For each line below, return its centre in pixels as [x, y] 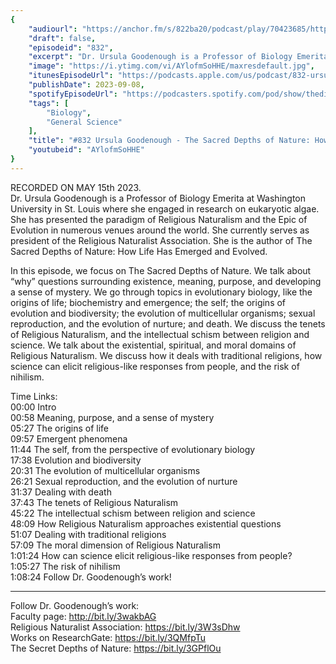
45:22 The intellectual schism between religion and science [133, 513]
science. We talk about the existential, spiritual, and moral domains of [153, 345]
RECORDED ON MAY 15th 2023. [76, 187]
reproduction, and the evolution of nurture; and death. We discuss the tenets [168, 323]
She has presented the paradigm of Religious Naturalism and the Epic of [159, 219]
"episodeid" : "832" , [71, 47]
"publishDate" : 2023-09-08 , [86, 85]
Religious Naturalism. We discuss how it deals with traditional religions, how [166, 355]
